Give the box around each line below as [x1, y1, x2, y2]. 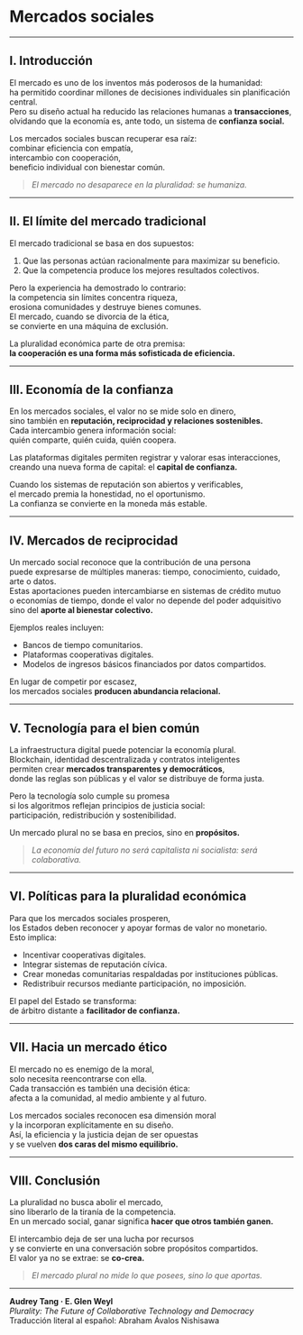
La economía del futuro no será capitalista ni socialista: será [31, 845, 258, 855]
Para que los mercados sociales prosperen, [9, 912, 171, 923]
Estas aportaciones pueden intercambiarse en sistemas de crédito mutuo [9, 586, 281, 597]
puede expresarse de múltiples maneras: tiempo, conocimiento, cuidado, [9, 566, 281, 578]
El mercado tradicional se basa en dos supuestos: [9, 237, 195, 249]
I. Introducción [9, 53, 93, 69]
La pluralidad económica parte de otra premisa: [9, 338, 186, 349]
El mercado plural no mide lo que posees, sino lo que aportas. [31, 1270, 263, 1281]
